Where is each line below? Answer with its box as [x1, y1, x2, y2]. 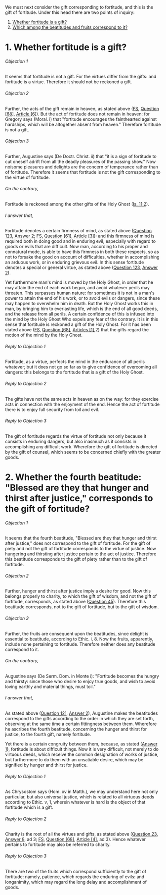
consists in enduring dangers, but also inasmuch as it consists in [5, 438, 137, 444]
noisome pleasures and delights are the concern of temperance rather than [5, 163, 158, 170]
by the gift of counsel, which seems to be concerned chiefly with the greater [5, 449, 161, 455]
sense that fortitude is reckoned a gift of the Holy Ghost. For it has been [5, 321, 151, 327]
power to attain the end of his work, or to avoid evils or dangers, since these [5, 295, 160, 301]
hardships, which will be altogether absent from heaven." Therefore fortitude [5, 121, 161, 127]
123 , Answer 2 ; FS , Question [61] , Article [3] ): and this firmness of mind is [5, 233, 155, 239]
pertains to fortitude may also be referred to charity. [5, 842, 111, 847]
